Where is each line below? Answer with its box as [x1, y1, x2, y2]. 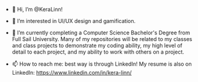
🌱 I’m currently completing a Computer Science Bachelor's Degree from [11, 29, 191, 36]
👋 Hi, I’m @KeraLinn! [11, 6, 63, 13]
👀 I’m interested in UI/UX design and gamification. [11, 17, 136, 24]
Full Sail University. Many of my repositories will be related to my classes [11, 36, 193, 42]
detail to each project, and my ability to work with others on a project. [11, 48, 185, 55]
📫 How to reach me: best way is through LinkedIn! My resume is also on [11, 60, 192, 68]
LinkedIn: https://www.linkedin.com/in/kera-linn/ [11, 69, 132, 76]
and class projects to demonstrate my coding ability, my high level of [11, 42, 182, 49]
